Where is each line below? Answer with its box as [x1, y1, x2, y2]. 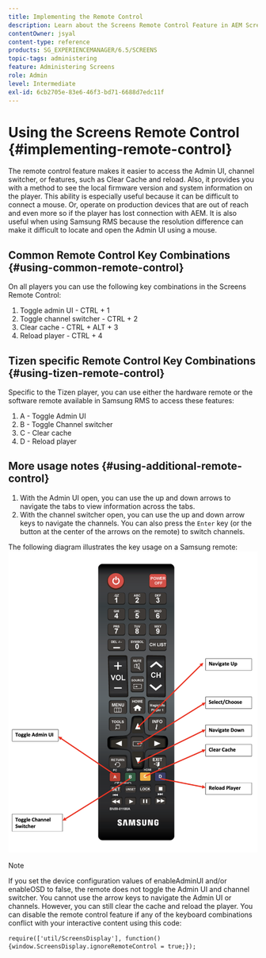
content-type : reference [8, 38, 90, 46]
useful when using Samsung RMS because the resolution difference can [8, 217, 244, 226]
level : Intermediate [8, 79, 77, 87]
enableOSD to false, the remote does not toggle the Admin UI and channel [8, 885, 250, 895]
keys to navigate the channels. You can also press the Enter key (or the [19, 518, 252, 528]
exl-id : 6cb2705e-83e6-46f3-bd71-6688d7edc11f [8, 88, 165, 96]
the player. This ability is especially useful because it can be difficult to [8, 191, 239, 202]
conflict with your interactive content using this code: [8, 918, 182, 928]
